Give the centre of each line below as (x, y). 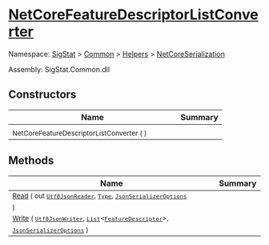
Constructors (42, 95)
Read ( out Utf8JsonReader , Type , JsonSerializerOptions (100, 195)
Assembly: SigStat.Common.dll (59, 69)
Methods (31, 161)
